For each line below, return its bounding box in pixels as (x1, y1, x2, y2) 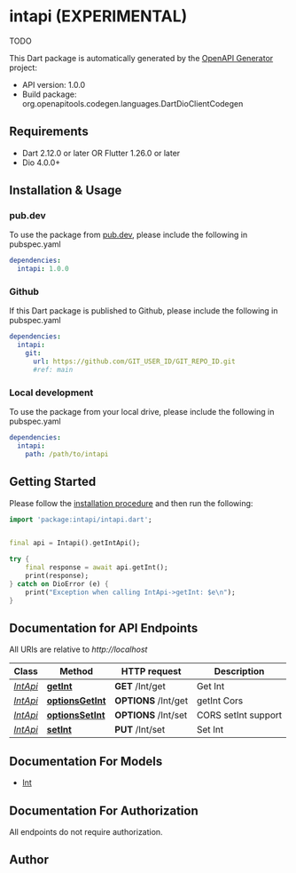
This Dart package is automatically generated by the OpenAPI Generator (9, 52, 274, 63)
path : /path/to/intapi (25, 449, 109, 458)
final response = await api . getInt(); (25, 563, 168, 572)
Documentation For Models (9, 753, 163, 769)
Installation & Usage (9, 183, 122, 198)
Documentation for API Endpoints (9, 620, 199, 636)
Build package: (21, 89, 77, 99)
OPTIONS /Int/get (114, 694, 189, 707)
